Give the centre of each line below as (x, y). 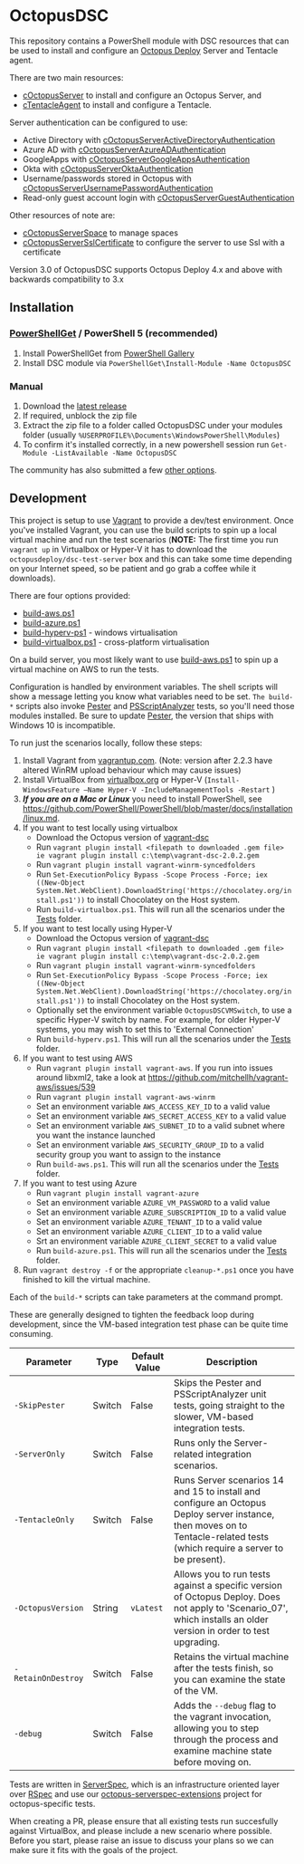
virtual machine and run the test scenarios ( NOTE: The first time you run (144, 539)
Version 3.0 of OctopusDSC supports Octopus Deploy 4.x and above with (146, 269)
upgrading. (196, 1642)
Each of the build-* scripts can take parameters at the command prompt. (146, 1297)
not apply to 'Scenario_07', (231, 1608)
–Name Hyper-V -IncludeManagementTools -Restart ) (180, 789)
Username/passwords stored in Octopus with (107, 178)
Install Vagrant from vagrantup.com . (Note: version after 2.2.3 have (147, 760)
